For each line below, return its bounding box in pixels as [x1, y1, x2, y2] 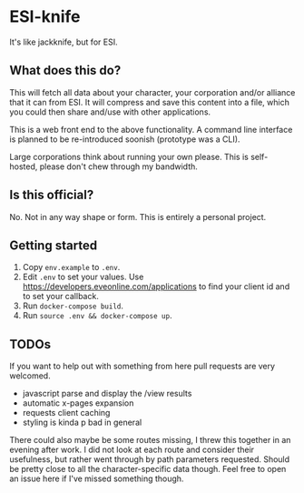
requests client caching [22, 407, 111, 418]
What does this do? [9, 63, 122, 78]
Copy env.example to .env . [22, 262, 121, 273]
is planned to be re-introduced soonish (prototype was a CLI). [9, 134, 240, 145]
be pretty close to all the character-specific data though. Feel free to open [9, 464, 287, 475]
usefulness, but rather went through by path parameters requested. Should [9, 454, 290, 465]
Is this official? [9, 187, 94, 203]
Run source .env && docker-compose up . [22, 310, 172, 321]
